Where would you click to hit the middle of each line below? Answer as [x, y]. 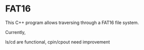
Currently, [16, 32]
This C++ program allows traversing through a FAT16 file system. [72, 22]
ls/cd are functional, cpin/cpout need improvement [58, 42]
